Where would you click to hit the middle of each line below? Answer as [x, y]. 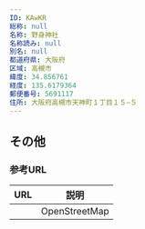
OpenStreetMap [75, 212]
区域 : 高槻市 [31, 69]
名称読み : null [36, 43]
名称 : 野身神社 [34, 35]
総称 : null [29, 26]
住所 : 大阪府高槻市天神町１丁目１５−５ [73, 102]
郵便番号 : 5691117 [42, 94]
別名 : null [29, 52]
